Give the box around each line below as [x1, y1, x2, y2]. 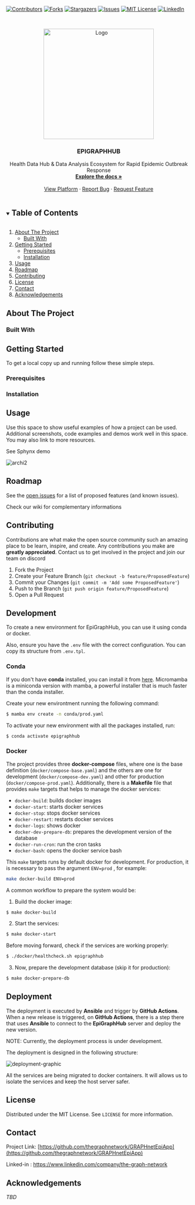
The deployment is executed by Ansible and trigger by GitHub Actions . [6, 1007, 179, 1014]
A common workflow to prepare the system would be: [6, 887, 136, 894]
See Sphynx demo [6, 447, 51, 454]
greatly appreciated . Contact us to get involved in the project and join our [6, 548, 185, 556]
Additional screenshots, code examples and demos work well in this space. [6, 430, 188, 437]
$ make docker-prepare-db [6, 975, 69, 981]
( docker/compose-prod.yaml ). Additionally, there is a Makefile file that [6, 779, 172, 786]
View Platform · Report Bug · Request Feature [43, 185, 154, 192]
